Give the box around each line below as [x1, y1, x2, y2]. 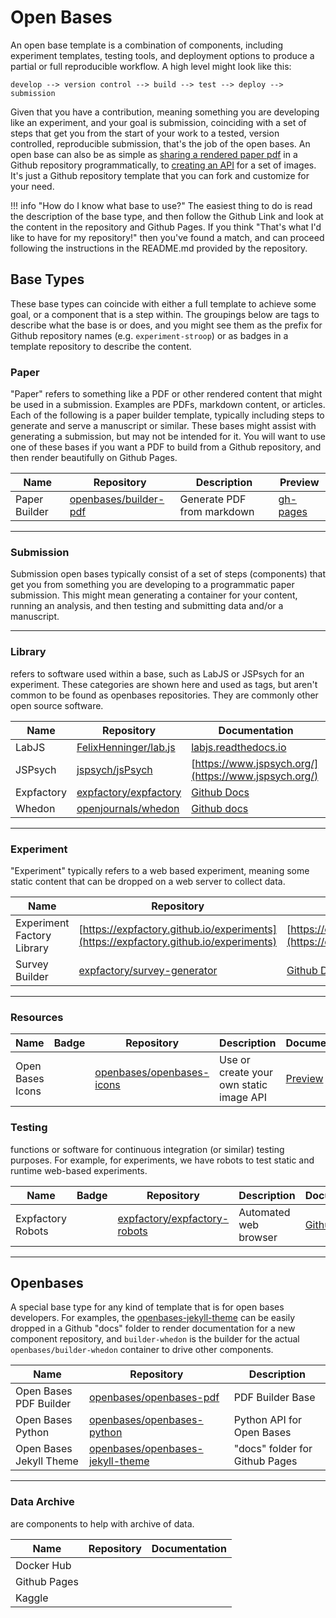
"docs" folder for [233, 1442, 313, 1456]
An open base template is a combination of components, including [10, 39, 284, 51]
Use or [219, 1053, 251, 1067]
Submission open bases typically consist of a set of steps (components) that [10, 568, 326, 580]
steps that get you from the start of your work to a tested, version [10, 127, 280, 139]
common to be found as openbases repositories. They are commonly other [10, 689, 319, 701]
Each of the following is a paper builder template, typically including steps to [10, 409, 325, 421]
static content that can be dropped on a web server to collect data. [10, 875, 286, 887]
